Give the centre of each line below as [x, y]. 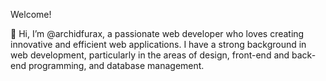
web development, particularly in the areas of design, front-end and [150, 55]
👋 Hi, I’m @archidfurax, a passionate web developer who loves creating [157, 33]
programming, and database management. [116, 65]
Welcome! [31, 14]
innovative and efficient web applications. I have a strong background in [158, 44]
